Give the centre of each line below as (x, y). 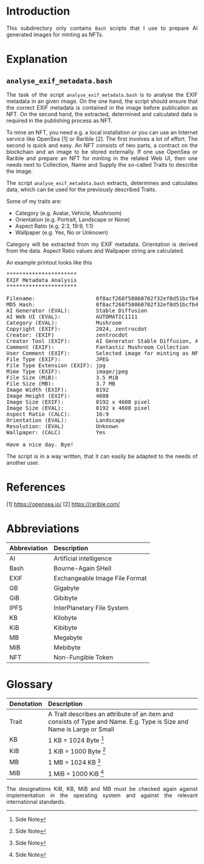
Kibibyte (66, 627)
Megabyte (68, 637)
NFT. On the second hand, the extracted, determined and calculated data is (102, 114)
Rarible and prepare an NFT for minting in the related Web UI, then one (102, 158)
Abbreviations (43, 529)
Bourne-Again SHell (83, 568)
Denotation (26, 703)
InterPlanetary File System (91, 608)
